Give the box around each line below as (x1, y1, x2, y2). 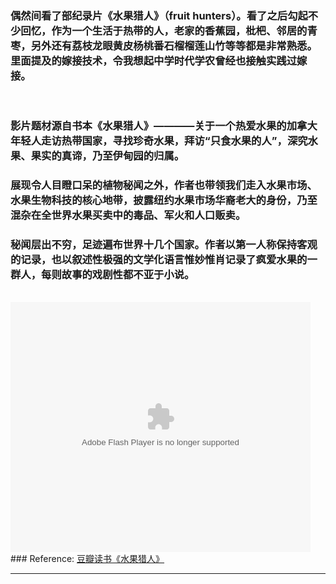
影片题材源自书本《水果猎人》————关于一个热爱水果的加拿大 (10, 119, 318, 133)
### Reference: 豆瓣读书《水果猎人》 (10, 553, 165, 565)
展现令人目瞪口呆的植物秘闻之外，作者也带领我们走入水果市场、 (10, 178, 318, 192)
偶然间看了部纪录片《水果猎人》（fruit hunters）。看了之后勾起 (10, 8, 308, 22)
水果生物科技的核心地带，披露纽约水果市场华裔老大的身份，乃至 (10, 193, 318, 207)
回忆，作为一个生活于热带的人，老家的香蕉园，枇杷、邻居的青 (20, 23, 318, 37)
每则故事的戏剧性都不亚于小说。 (41, 268, 195, 282)
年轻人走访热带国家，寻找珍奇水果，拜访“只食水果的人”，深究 (10, 134, 308, 148)
